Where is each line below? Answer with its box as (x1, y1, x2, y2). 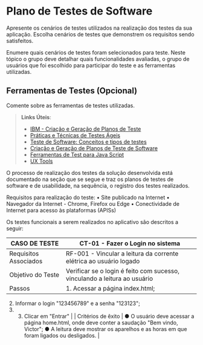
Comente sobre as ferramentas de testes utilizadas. (6, 102, 135, 109)
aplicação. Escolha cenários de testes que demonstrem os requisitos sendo (6, 30, 195, 38)
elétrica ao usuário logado (65, 257, 140, 265)
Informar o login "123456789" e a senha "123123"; (14, 300, 140, 307)
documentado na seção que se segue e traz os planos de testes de (6, 176, 174, 183)
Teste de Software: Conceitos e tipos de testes (30, 138, 147, 145)
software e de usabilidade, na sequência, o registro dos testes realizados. (6, 182, 190, 189)
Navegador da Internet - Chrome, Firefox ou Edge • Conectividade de (6, 200, 180, 207)
